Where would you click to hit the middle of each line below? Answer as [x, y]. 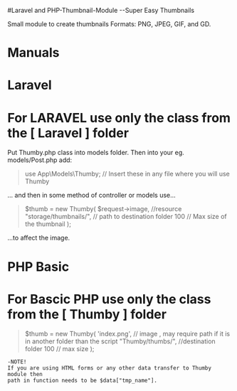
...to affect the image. [39, 238]
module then [25, 375]
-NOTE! [17, 362]
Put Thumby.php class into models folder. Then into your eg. [96, 153]
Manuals [33, 53]
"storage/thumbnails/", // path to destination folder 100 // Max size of [126, 217]
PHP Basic [38, 267]
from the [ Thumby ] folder [87, 314]
